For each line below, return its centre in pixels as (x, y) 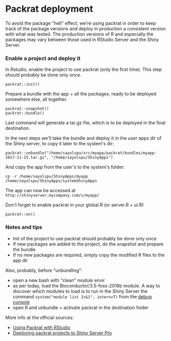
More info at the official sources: (40, 317)
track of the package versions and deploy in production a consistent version (86, 28)
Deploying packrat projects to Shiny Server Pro (62, 333)
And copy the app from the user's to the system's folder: (65, 167)
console (21, 302)
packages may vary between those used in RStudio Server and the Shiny (82, 40)
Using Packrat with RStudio (41, 327)
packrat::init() (23, 84)
